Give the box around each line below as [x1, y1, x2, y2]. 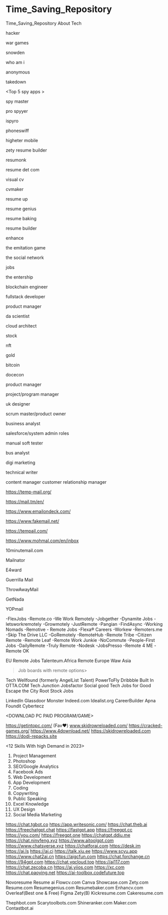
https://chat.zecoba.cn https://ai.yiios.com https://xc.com [6, 864, 125, 870]
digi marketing [6, 460, 36, 466]
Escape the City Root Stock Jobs [6, 688, 74, 694]
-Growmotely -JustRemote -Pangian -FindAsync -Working [42, 621, 163, 627]
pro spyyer [6, 108, 28, 114]
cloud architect [6, 322, 37, 329]
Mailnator [6, 557, 26, 563]
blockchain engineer [6, 284, 48, 290]
